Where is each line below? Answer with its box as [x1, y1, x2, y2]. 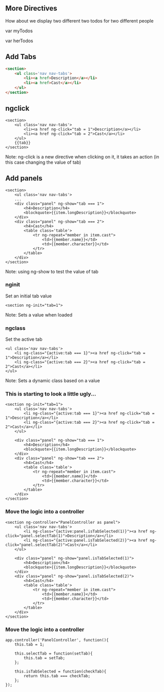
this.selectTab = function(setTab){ [14, 651, 93, 656]
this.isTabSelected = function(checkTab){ [14, 669, 107, 674]
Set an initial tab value [5, 292, 52, 299]
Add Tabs [5, 52, 37, 61]
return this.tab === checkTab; [24, 673, 91, 679]
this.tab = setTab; [24, 655, 66, 661]
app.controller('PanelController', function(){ [5, 637, 109, 643]
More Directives [5, 4, 57, 13]
